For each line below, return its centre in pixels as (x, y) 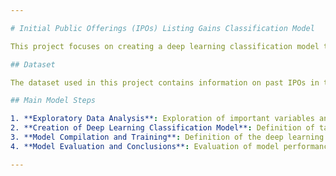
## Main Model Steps (53, 101)
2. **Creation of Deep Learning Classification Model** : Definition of (162, 128)
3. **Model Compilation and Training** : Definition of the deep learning (167, 137)
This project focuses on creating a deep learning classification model (165, 46)
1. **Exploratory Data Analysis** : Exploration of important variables (162, 119)
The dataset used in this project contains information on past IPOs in (165, 82)
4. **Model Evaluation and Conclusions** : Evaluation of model (145, 146)
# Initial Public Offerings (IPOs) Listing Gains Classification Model (162, 28)
